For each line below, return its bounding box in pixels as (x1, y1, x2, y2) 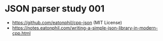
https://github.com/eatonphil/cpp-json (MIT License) (12, 19, 123, 25)
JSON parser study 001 (5, 3, 105, 14)
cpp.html (12, 30, 31, 36)
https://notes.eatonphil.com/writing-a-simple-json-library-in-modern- (12, 24, 158, 30)
